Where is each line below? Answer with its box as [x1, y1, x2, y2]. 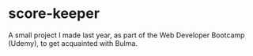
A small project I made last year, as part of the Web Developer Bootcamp [8, 30, 245, 40]
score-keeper [8, 5, 100, 23]
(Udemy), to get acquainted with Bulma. [8, 38, 138, 47]
